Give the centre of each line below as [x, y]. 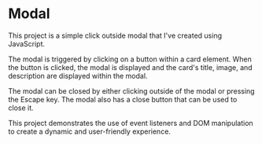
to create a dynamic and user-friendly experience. [90, 131]
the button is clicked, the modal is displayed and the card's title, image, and [131, 67]
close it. [21, 108]
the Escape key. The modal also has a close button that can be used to [123, 99]
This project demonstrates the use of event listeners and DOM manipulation [131, 123]
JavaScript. [27, 43]
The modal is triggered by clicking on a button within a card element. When [130, 59]
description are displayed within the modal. [78, 76]
